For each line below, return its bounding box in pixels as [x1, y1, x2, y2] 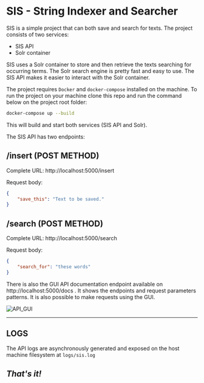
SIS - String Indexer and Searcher [6, 4, 178, 18]
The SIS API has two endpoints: [6, 133, 85, 140]
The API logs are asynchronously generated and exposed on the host [6, 345, 180, 352]
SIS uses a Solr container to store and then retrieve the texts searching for [6, 61, 192, 68]
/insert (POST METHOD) [6, 151, 100, 161]
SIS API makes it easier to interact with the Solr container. [6, 74, 150, 81]
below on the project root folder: [6, 98, 87, 106]
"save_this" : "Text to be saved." [17, 196, 104, 202]
